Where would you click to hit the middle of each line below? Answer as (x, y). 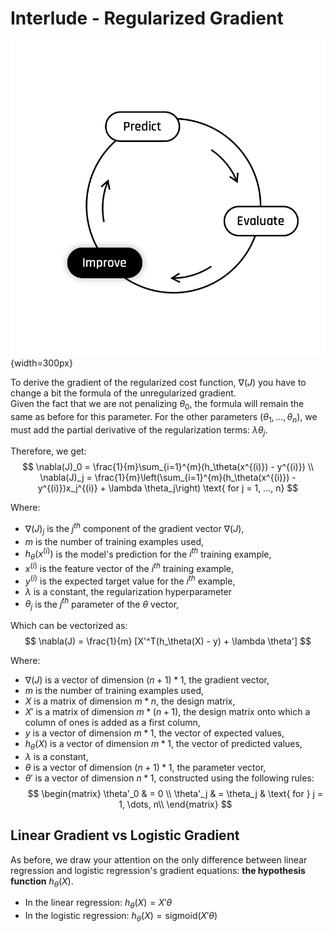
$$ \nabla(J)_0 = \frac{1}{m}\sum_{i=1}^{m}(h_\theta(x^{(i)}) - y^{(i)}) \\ (168, 467)
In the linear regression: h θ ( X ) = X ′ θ (98, 904)
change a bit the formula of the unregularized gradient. (123, 393)
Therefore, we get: (48, 451)
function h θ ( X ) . (42, 882)
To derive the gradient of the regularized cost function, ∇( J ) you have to (158, 382)
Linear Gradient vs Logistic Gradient (125, 835)
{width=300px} (41, 363)
